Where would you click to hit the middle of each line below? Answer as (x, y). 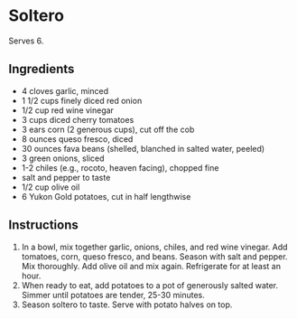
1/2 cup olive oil (51, 187)
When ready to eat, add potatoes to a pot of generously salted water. (150, 285)
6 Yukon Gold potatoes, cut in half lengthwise (106, 196)
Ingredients (42, 69)
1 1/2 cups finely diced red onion (82, 100)
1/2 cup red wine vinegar (68, 110)
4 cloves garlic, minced (65, 90)
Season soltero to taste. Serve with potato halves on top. (127, 305)
